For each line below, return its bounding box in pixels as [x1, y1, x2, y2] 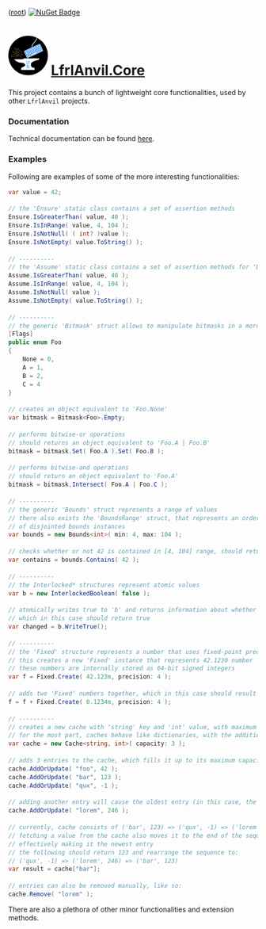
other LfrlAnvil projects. [8, 96, 90, 105]
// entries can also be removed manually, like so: [8, 882, 182, 890]
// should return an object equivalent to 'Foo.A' [8, 472, 179, 480]
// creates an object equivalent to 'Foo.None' [8, 405, 169, 414]
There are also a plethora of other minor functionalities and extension [8, 904, 234, 914]
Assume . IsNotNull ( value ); [8, 289, 101, 296]
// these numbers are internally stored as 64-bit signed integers [8, 664, 236, 673]
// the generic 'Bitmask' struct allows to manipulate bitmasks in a [8, 322, 243, 330]
